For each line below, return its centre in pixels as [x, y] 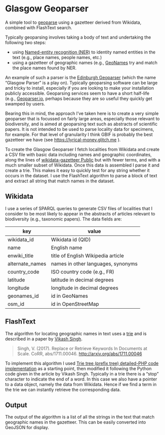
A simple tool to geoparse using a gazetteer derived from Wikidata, [73, 22]
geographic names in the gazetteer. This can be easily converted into [76, 422]
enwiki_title [21, 256]
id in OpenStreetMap [75, 304]
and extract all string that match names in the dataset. [60, 181]
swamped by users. [25, 104]
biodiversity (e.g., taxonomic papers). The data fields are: [63, 219]
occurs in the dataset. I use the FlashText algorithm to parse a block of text [81, 175]
